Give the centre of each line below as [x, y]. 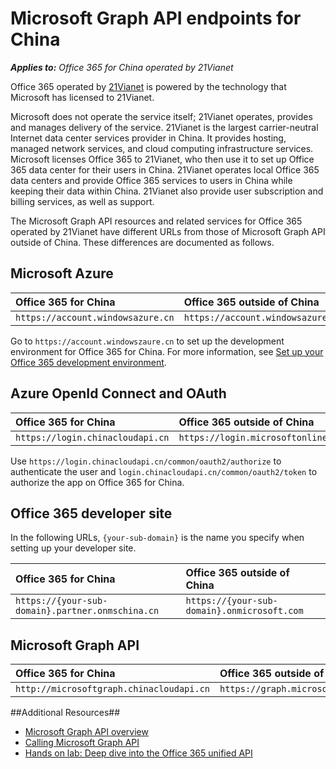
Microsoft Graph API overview [86, 732]
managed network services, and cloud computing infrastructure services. [162, 148]
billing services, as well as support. [82, 201]
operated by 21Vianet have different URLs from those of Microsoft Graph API [168, 231]
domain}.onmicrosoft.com [244, 611]
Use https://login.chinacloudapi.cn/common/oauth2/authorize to [146, 461]
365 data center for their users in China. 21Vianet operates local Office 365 [165, 169]
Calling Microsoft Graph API [82, 743]
